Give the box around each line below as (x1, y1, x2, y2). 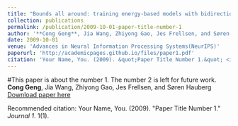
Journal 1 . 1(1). (7, 111, 50, 120)
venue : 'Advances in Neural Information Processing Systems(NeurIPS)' (7, 43, 220, 50)
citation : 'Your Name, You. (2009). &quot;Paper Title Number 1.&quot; (7, 56, 223, 63)
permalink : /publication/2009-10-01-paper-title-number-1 (7, 23, 182, 30)
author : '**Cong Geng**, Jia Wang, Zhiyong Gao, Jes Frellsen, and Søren (7, 30, 230, 37)
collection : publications (7, 17, 84, 24)
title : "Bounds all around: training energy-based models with (7, 10, 198, 18)
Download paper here (7, 90, 71, 99)
